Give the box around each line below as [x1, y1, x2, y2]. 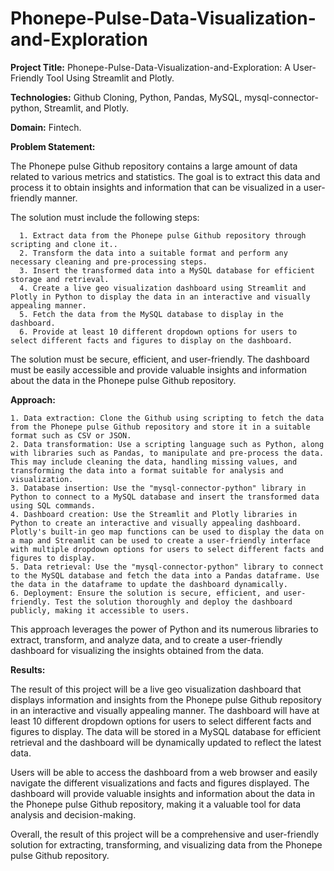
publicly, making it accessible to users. [10, 605, 190, 616]
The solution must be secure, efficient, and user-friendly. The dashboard [10, 353, 310, 365]
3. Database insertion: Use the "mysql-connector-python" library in [10, 483, 307, 493]
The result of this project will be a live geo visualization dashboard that [10, 683, 302, 695]
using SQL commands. [10, 500, 97, 511]
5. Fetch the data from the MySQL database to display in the [19, 309, 284, 319]
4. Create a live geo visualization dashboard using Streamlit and [19, 283, 307, 293]
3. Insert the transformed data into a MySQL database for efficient [19, 265, 315, 276]
